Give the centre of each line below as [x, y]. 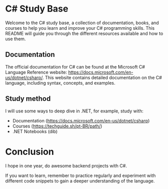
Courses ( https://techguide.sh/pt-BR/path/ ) [57, 126]
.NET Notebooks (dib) [35, 131]
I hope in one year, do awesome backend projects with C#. [66, 166]
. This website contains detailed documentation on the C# [102, 77]
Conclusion [30, 151]
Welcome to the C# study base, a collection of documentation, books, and [82, 23]
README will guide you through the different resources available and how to [84, 33]
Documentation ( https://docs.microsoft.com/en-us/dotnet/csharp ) [81, 120]
